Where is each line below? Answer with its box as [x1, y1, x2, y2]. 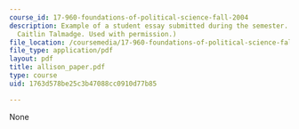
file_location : [9, 37, 66, 47]
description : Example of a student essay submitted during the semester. [9, 21, 289, 30]
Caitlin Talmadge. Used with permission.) [17, 29, 177, 38]
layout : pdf [9, 54, 53, 63]
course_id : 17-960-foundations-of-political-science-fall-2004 [9, 12, 249, 22]
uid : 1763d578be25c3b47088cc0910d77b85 [9, 79, 158, 88]
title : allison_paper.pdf [9, 63, 105, 72]
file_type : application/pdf [9, 46, 114, 55]
